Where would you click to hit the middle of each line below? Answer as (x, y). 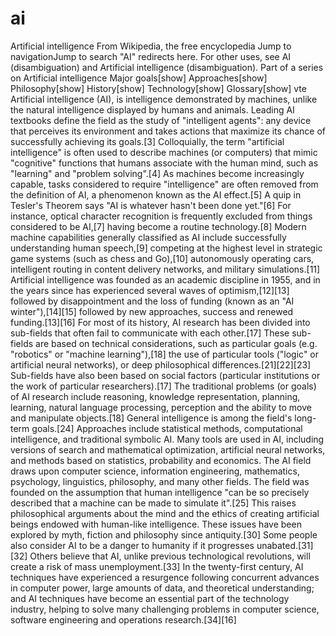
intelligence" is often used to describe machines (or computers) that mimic (164, 152)
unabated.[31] (285, 545)
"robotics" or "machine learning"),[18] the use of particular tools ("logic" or (165, 354)
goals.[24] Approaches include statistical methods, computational (167, 428)
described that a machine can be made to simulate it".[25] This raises (153, 503)
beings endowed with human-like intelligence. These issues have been (156, 524)
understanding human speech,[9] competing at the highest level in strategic (166, 248)
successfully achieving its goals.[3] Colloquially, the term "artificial (147, 141)
